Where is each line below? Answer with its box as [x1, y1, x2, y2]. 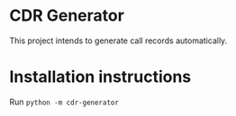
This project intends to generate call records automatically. [9, 35, 228, 46]
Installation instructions [9, 67, 192, 87]
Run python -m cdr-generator [9, 96, 120, 107]
